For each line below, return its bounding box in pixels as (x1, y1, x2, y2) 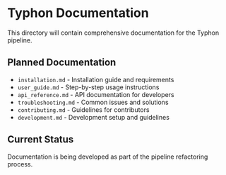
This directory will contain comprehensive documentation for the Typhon (7, 28, 220, 37)
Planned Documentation (7, 57, 117, 69)
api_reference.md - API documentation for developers (17, 90, 174, 98)
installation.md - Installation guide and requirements (17, 75, 174, 84)
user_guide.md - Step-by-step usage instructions (17, 83, 160, 91)
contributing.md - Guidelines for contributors (17, 105, 150, 114)
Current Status (7, 133, 74, 146)
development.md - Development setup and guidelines (17, 113, 169, 121)
